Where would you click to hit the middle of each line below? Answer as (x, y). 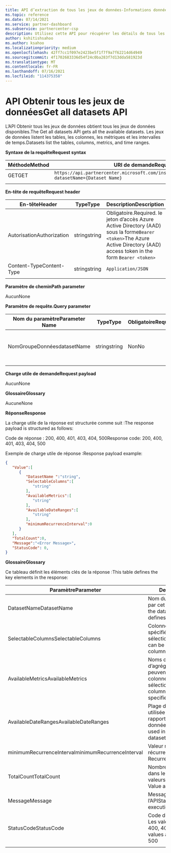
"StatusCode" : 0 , (31, 548)
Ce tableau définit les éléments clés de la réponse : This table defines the (82, 572)
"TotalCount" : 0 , (29, 538)
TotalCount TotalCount (34, 777)
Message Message (30, 801)
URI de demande (134, 165)
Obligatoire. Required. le (134, 213)
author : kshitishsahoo (29, 39)
